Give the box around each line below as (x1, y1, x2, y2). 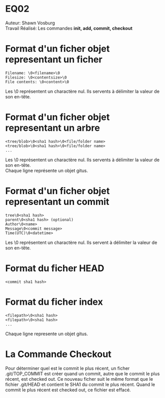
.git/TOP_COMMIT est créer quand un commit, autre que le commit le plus (5, 371, 160, 377)
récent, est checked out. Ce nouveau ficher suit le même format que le (5, 376, 153, 382)
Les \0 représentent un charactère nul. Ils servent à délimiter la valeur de (5, 239, 157, 245)
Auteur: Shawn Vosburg (5, 20, 55, 26)
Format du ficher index (5, 296, 103, 307)
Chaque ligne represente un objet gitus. (5, 331, 88, 337)
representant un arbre (5, 122, 100, 134)
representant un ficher (5, 54, 103, 65)
